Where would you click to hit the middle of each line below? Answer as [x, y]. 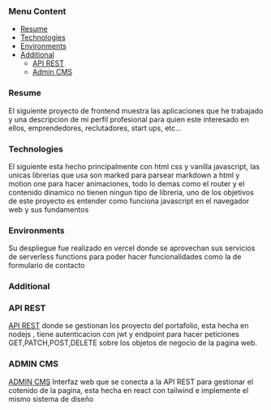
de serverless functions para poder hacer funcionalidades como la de [125, 257]
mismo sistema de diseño [51, 399]
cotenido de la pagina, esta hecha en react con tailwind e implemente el [129, 390]
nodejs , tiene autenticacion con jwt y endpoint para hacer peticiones [124, 335]
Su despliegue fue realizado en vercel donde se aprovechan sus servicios [132, 248]
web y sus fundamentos [49, 209]
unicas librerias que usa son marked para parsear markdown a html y [124, 175]
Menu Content [37, 11]
